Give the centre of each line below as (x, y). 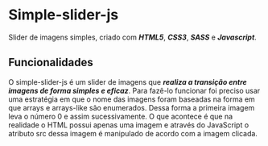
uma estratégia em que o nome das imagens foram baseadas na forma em (132, 99)
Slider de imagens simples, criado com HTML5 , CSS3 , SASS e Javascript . (133, 37)
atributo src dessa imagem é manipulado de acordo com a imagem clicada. (133, 133)
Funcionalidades (51, 63)
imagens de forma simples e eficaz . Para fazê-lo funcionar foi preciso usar (134, 90)
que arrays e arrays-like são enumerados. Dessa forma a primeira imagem (132, 107)
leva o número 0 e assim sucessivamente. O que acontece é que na (121, 116)
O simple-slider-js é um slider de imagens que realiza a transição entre (128, 81)
